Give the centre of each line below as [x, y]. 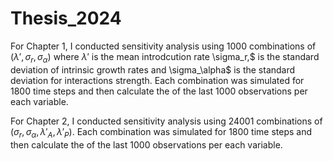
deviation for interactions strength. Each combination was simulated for [157, 80]
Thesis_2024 [66, 18]
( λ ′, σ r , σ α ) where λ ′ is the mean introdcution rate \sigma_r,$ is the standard [165, 57]
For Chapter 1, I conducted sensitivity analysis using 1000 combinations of [163, 46]
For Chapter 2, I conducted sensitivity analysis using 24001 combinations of [166, 121]
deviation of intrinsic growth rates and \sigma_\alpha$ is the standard [153, 69]
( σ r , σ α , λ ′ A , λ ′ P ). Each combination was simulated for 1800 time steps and [161, 132]
